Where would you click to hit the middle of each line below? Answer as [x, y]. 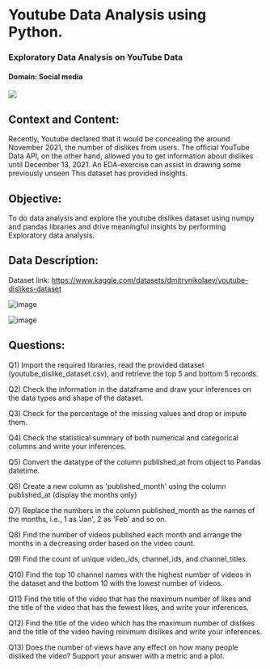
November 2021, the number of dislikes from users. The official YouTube [129, 148]
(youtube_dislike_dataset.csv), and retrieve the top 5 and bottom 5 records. [133, 373]
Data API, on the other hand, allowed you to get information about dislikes [131, 156]
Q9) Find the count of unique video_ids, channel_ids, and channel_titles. [128, 558]
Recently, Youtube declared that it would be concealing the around [119, 139]
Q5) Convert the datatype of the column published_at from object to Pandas [135, 461]
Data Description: [54, 261]
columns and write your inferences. [67, 446]
